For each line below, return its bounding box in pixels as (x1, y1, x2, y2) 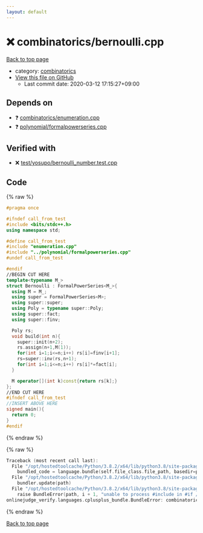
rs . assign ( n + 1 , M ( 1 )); (17, 344, 71, 350)
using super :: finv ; (11, 317, 61, 323)
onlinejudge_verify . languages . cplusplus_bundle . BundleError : (6, 497, 164, 503)
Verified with (6, 143, 56, 153)
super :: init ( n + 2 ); (17, 339, 63, 345)
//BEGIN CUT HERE (6, 271, 50, 278)
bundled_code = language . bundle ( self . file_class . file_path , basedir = (17, 469, 196, 475)
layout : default (6, 8, 47, 15)
